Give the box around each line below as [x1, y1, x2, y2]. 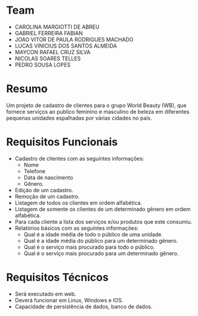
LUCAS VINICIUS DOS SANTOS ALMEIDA [14, 42, 117, 49]
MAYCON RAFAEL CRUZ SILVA [14, 48, 91, 55]
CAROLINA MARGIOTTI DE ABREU [14, 23, 100, 30]
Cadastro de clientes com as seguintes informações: [14, 155, 144, 162]
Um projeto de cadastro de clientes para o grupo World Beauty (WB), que [6, 102, 187, 109]
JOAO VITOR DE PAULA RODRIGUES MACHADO [14, 36, 134, 43]
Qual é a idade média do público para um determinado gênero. [23, 237, 178, 244]
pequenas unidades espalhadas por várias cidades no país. [6, 114, 152, 121]
